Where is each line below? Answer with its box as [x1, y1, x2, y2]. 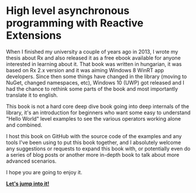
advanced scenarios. [6, 157, 57, 164]
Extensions [6, 29, 62, 42]
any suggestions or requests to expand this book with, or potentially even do [6, 145, 191, 152]
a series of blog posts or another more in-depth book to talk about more [6, 151, 180, 158]
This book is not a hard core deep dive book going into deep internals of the [6, 103, 190, 110]
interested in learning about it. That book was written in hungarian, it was [6, 60, 182, 68]
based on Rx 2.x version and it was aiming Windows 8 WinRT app [6, 66, 164, 73]
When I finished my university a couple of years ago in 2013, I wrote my [6, 48, 178, 55]
